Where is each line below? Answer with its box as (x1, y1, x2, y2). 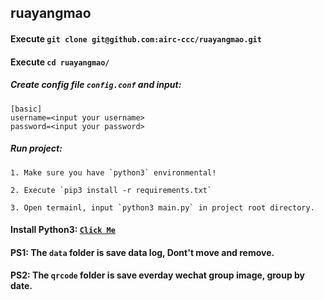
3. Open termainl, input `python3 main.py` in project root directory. (10, 202, 315, 213)
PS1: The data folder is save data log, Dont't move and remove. (10, 246, 275, 258)
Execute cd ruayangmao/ (10, 56, 110, 68)
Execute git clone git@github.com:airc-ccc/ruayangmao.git (10, 32, 262, 45)
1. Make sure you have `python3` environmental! (10, 167, 217, 178)
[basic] (10, 104, 43, 114)
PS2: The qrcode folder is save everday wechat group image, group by (10, 269, 306, 281)
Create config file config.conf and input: (10, 79, 182, 91)
